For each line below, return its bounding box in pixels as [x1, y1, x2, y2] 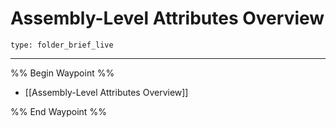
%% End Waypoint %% [10, 105, 107, 117]
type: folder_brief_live [10, 40, 114, 50]
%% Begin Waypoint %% [10, 67, 115, 79]
